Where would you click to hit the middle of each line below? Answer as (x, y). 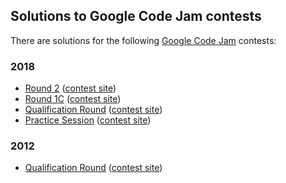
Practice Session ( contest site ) (88, 120)
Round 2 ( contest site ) (70, 88)
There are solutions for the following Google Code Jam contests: (143, 40)
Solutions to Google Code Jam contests (136, 16)
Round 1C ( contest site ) (73, 99)
